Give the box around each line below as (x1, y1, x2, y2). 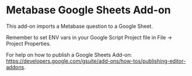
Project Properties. (6, 40, 51, 47)
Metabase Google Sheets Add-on (6, 3, 171, 17)
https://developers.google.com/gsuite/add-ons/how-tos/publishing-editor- (6, 57, 186, 64)
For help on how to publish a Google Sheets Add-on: (6, 51, 132, 58)
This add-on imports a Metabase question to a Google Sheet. (6, 23, 153, 30)
